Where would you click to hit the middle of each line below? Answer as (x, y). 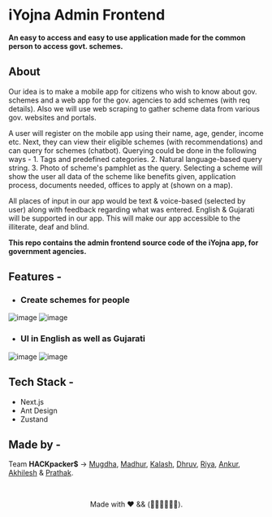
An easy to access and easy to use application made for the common (127, 37)
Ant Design (39, 410)
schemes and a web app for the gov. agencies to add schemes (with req (129, 100)
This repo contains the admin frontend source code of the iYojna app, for (134, 243)
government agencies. (47, 251)
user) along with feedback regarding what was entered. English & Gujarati (132, 209)
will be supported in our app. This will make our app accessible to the (125, 218)
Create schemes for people (75, 300)
